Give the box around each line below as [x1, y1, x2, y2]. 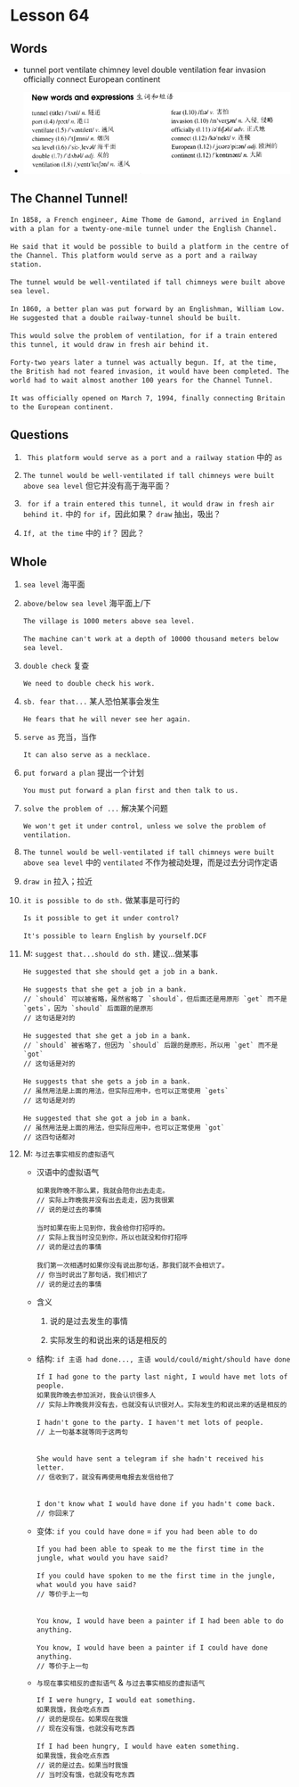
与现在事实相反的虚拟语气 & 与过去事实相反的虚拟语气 [36, 1677, 206, 1688]
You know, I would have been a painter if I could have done [36, 1643, 268, 1652]
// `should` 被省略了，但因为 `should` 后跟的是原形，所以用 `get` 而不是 [22, 1041, 279, 1050]
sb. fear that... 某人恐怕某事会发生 [22, 696, 160, 707]
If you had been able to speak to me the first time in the [36, 1544, 264, 1554]
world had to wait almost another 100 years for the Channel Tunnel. [10, 376, 274, 385]
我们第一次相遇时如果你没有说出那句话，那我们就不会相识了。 [36, 1261, 230, 1271]
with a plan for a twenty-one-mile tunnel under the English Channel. [10, 225, 278, 234]
